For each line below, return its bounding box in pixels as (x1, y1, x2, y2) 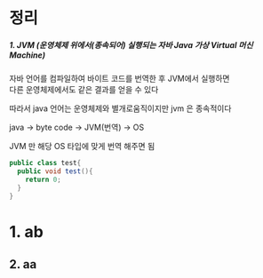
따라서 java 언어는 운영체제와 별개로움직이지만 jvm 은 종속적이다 (9, 103, 232, 114)
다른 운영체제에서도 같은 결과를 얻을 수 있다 (9, 84, 159, 95)
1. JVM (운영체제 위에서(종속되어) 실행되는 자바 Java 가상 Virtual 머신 (9, 39, 253, 50)
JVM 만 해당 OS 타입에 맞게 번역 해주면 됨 (9, 141, 155, 152)
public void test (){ (17, 167, 93, 176)
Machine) (9, 50, 46, 60)
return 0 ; (25, 175, 62, 184)
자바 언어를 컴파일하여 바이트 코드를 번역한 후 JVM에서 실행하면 (9, 73, 230, 84)
